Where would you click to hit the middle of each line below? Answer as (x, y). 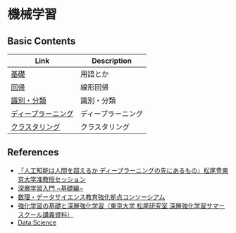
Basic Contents (42, 41)
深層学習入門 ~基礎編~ (50, 188)
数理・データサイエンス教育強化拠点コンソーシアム (91, 197)
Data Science (37, 222)
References (33, 153)
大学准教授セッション (55, 179)
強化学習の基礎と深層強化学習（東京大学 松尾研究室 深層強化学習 (112, 205)
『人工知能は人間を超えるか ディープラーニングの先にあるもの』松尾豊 (120, 170)
